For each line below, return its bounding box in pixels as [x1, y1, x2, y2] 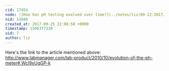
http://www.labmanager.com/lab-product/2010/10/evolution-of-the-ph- [5, 54, 153, 60]
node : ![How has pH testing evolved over [5, 12, 94, 17]
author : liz [5, 36, 30, 41]
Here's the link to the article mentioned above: [5, 49, 101, 55]
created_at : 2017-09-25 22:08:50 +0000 [5, 21, 89, 27]
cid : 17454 [5, 7, 28, 13]
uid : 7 [5, 31, 19, 36]
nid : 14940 [5, 17, 28, 22]
